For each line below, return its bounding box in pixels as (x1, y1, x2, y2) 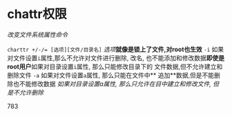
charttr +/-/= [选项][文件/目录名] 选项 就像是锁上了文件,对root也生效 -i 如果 (7, 45, 224, 53)
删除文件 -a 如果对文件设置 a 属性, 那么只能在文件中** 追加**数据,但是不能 (7, 70, 215, 79)
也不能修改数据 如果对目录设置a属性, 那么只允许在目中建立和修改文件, (12, 79, 212, 88)
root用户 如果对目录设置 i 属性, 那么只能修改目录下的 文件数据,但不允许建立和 (7, 62, 223, 70)
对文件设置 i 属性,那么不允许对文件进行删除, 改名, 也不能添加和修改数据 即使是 (7, 53, 225, 62)
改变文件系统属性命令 (7, 30, 68, 39)
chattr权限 (7, 6, 67, 22)
